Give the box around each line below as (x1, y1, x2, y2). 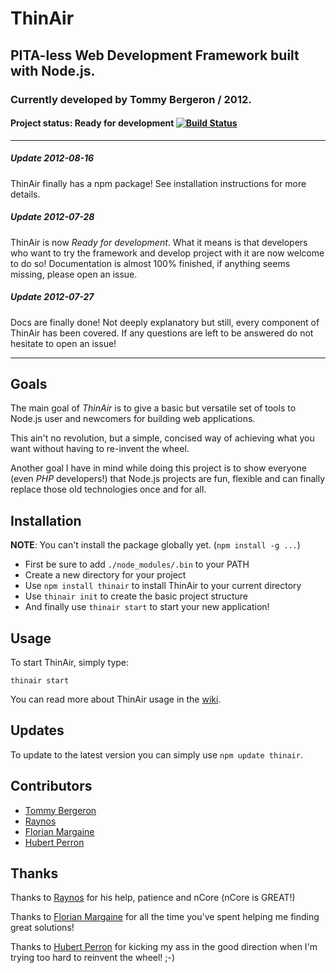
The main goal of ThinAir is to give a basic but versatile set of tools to (10, 402, 297, 414)
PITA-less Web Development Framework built (10, 47, 300, 64)
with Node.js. (10, 62, 96, 79)
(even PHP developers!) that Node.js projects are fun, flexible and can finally (10, 473, 325, 485)
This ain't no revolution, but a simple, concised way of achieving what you (10, 432, 315, 444)
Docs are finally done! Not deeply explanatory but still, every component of (10, 316, 320, 328)
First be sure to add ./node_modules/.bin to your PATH (24, 558, 250, 571)
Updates (10, 722, 65, 739)
